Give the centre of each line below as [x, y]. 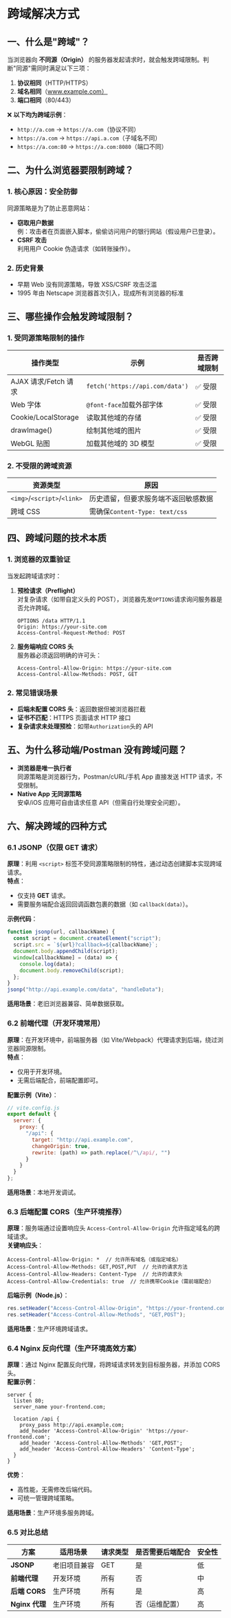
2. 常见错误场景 [33, 693]
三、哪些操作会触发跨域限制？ [70, 317]
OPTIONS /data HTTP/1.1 [51, 621]
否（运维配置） [159, 1604]
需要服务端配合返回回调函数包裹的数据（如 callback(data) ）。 [104, 904]
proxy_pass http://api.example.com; [72, 1425]
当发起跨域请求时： [34, 575]
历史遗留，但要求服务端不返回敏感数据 [151, 498]
